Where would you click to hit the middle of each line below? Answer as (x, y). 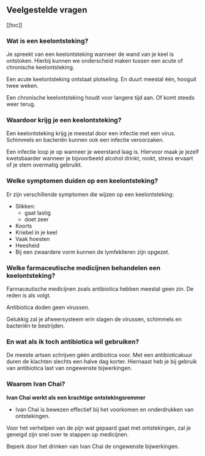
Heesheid (27, 245)
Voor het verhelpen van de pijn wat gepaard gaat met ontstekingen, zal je (99, 428)
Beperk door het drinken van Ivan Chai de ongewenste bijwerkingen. (93, 446)
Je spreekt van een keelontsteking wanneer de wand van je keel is (90, 54)
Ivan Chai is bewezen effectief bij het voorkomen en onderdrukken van (104, 409)
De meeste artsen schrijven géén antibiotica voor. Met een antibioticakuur (99, 355)
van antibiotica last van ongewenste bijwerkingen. (69, 368)
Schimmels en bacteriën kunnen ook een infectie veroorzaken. (85, 140)
